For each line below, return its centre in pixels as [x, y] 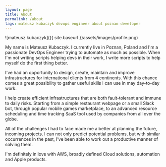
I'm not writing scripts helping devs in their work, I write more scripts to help [83, 58]
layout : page [19, 10]
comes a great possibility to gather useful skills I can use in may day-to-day [82, 83]
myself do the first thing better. [37, 63]
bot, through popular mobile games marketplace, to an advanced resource [81, 109]
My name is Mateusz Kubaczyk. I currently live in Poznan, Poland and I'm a [82, 47]
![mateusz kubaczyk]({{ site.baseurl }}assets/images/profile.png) [72, 38]
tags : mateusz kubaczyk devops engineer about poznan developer [73, 24]
